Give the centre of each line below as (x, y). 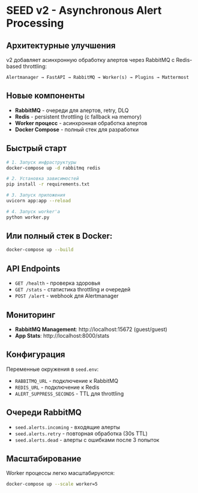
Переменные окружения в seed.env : (52, 369)
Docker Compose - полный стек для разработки (77, 129)
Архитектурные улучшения (61, 45)
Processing (35, 23)
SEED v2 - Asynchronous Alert (84, 11)
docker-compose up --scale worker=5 (52, 484)
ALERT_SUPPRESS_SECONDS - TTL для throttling (69, 393)
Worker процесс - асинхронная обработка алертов (81, 123)
